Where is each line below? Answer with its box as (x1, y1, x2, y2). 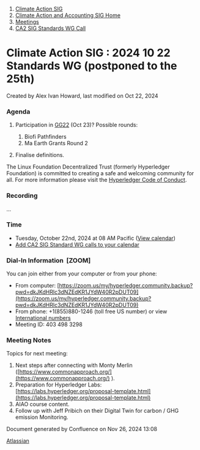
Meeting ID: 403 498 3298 (15, 321, 83, 328)
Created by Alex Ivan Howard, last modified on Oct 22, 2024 (6, 92, 158, 100)
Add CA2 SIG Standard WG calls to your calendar (15, 241, 139, 248)
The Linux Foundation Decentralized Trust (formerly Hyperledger (6, 163, 170, 170)
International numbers (15, 314, 72, 322)
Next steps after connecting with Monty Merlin (15, 361, 133, 369)
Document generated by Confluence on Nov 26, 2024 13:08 (6, 426, 158, 433)
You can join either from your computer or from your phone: (6, 270, 157, 277)
